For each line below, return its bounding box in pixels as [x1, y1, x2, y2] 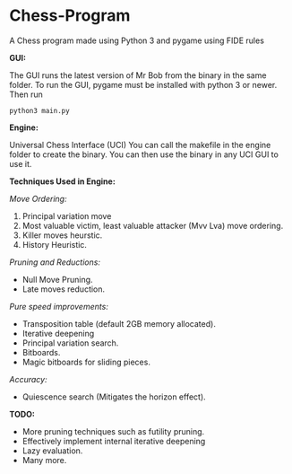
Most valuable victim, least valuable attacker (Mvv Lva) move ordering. [21, 220, 284, 231]
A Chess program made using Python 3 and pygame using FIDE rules [9, 35, 264, 46]
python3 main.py [9, 106, 70, 115]
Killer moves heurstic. [21, 230, 103, 241]
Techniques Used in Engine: [9, 176, 116, 187]
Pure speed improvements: [9, 301, 109, 312]
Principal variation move [21, 210, 112, 221]
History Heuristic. [21, 239, 88, 250]
